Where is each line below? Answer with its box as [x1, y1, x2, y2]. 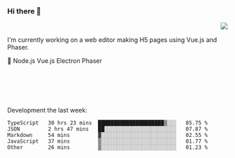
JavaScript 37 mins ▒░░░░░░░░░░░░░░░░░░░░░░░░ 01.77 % [7, 138, 208, 145]
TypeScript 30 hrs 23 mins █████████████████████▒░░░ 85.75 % [7, 120, 208, 127]
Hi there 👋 [7, 6, 42, 16]
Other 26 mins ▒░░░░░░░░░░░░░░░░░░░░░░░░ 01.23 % [7, 144, 208, 151]
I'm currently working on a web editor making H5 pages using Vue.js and [7, 36, 218, 44]
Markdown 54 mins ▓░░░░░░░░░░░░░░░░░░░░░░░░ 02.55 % [7, 132, 208, 139]
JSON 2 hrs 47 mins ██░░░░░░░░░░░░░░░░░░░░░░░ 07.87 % [7, 126, 208, 133]
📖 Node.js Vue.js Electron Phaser [7, 57, 103, 65]
